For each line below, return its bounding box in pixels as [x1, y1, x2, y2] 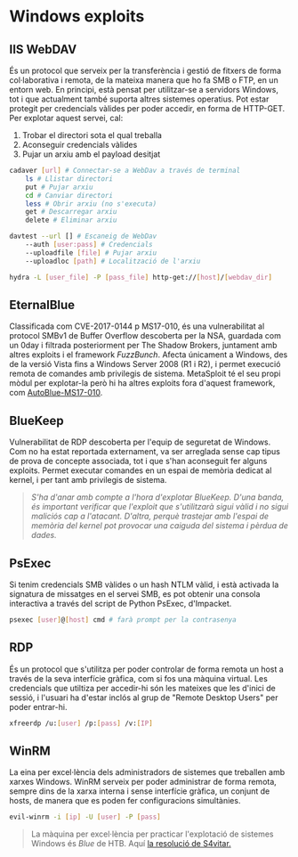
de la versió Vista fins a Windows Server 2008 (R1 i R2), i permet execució [9, 359, 281, 370]
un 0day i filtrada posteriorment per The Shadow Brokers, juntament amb [9, 340, 278, 351]
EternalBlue [9, 297, 76, 313]
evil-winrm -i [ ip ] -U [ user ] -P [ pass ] [9, 812, 162, 821]
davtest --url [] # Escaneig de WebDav [9, 232, 157, 241]
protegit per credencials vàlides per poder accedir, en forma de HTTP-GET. [9, 103, 286, 113]
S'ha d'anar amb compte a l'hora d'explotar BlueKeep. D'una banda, [30, 492, 285, 502]
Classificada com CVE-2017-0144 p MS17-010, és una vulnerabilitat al [9, 321, 265, 331]
